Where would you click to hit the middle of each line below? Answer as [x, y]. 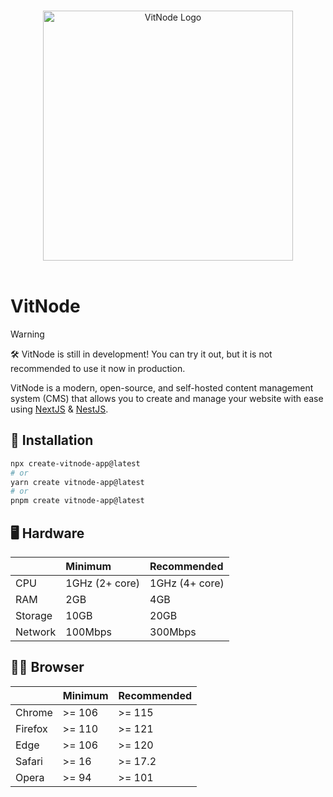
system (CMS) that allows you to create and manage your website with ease [167, 398]
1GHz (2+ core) [103, 583]
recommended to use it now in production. [98, 368]
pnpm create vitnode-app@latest [77, 501]
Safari [29, 761]
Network [36, 632]
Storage [34, 615]
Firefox [31, 728]
